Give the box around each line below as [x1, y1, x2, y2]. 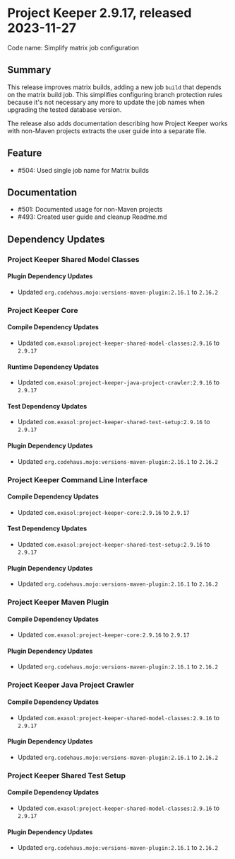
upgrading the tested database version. [7, 105, 122, 114]
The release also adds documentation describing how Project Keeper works [7, 119, 228, 127]
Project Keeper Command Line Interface [7, 474, 148, 484]
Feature [7, 147, 42, 159]
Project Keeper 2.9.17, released [7, 5, 192, 21]
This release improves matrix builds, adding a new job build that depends [7, 83, 222, 91]
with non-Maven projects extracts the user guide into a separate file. [7, 126, 207, 135]
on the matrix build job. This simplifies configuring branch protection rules [7, 90, 223, 98]
